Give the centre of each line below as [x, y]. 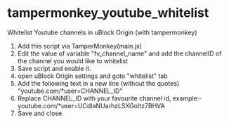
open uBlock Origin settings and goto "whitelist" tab [92, 76]
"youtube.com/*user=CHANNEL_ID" [70, 91]
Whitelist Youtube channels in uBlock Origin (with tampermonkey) [102, 32]
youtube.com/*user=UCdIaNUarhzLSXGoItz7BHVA [91, 105]
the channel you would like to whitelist [73, 60]
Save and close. [41, 113]
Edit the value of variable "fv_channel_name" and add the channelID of [119, 53]
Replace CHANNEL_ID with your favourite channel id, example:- [110, 98]
